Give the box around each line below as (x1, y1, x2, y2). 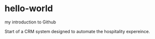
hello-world (4, 3, 53, 14)
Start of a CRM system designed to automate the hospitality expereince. (4, 28, 150, 34)
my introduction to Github (4, 19, 56, 25)
